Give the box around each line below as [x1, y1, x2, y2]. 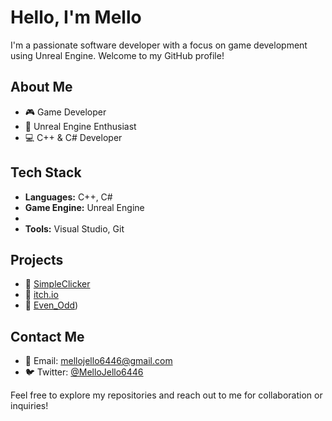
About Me [10, 79, 73, 96]
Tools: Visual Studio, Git [24, 222, 125, 235]
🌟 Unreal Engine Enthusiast [24, 120, 137, 132]
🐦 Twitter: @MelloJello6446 [24, 366, 144, 378]
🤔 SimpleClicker [24, 278, 91, 290]
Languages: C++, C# [24, 191, 113, 203]
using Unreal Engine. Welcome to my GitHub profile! [10, 49, 225, 61]
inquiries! [10, 400, 49, 412]
